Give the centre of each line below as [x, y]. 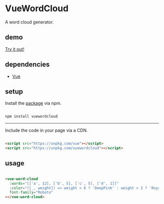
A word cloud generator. [29, 22]
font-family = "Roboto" [31, 193]
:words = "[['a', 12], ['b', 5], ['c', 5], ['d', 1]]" [64, 184]
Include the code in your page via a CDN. [46, 130]
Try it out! [15, 49]
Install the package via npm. [33, 103]
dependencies [27, 65]
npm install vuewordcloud [31, 117]
